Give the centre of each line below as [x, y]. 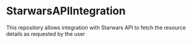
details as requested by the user [46, 33]
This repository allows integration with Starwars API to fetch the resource [96, 27]
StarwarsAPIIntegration [66, 11]
